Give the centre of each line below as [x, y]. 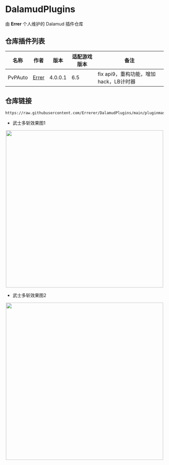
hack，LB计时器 [117, 82]
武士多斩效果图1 [29, 123]
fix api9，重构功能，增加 [127, 74]
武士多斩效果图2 [29, 295]
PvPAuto [18, 77]
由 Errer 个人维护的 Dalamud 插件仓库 [44, 24]
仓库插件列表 [25, 41]
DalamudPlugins [40, 9]
